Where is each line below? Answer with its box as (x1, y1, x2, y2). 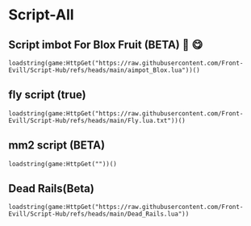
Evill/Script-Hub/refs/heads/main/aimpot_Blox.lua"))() (8, 66, 200, 74)
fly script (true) (8, 88, 86, 102)
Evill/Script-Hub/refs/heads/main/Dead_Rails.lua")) (8, 210, 190, 219)
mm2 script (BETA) (8, 139, 106, 153)
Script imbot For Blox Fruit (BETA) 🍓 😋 (8, 38, 203, 52)
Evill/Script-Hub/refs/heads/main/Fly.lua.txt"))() (8, 116, 186, 124)
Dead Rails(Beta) (8, 182, 94, 195)
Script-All (8, 6, 74, 24)
